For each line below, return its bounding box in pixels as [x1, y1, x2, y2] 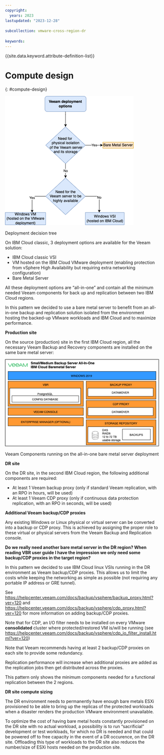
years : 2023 [9, 13, 34, 18]
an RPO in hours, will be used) [12, 490, 73, 496]
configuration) [12, 270, 41, 276]
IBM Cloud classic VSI [12, 254, 57, 260]
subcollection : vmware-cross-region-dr [5, 28, 86, 34]
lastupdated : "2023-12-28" [5, 18, 60, 23]
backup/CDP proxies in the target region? [5, 555, 91, 561]
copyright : [5, 8, 27, 13]
